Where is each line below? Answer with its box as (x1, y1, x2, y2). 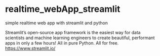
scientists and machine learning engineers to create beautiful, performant (5, 35, 155, 41)
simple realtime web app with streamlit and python (5, 20, 108, 26)
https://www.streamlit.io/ (5, 45, 56, 51)
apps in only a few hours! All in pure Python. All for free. (5, 40, 119, 46)
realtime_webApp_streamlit (5, 3, 120, 15)
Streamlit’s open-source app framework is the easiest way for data (5, 29, 141, 35)
